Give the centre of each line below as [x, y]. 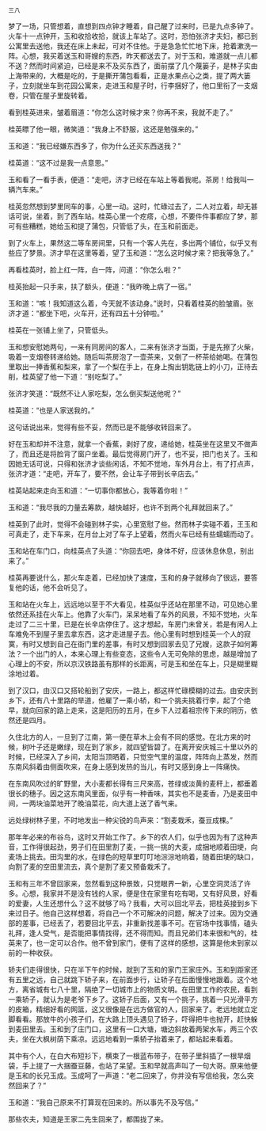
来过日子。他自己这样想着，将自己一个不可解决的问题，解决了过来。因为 [126, 913]
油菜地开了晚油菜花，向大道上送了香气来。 [112, 803]
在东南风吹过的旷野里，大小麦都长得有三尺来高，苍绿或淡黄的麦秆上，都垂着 [133, 783]
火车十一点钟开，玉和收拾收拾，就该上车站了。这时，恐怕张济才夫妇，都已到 [133, 36]
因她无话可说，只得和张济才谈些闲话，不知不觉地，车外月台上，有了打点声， [133, 464]
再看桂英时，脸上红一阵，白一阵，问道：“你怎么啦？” [95, 270]
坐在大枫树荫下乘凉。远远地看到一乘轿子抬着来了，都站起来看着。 [129, 1039]
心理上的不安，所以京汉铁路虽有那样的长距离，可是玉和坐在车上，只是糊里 [129, 664]
